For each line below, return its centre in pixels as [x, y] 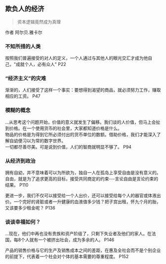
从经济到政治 [21, 161]
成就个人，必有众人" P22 [41, 64]
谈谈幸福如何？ [23, 222]
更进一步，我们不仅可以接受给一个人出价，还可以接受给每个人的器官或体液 [81, 195]
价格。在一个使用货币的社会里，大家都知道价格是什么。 [65, 128]
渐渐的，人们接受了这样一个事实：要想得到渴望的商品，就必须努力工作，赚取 [83, 90]
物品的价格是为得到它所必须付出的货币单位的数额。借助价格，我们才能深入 [81, 134]
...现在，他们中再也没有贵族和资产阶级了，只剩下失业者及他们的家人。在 [79, 234]
